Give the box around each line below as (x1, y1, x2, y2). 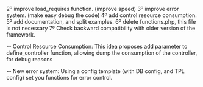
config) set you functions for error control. (6, 74, 113, 81)
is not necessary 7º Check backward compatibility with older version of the (6, 24, 196, 32)
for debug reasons (6, 56, 53, 63)
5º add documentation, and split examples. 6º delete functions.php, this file (6, 18, 196, 25)
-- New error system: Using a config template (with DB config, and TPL (6, 68, 185, 75)
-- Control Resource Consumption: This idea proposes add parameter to (6, 43, 188, 50)
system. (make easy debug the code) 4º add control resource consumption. (6, 12, 197, 19)
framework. (6, 31, 35, 38)
